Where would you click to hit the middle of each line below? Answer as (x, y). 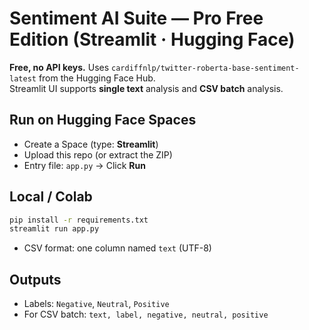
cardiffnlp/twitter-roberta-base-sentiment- (205, 68)
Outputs (35, 279)
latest (23, 78)
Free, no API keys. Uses (59, 67)
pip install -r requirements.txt (79, 220)
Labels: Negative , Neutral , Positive (96, 304)
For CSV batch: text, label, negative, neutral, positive (146, 314)
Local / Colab (51, 197)
